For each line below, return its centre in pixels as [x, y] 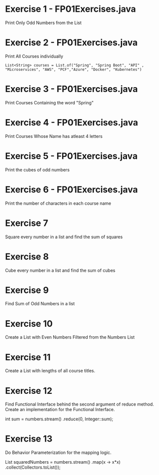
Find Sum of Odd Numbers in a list [40, 304]
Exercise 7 [27, 223]
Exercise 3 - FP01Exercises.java [71, 89]
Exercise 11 [28, 357]
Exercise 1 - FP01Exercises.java [71, 9]
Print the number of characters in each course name [58, 203]
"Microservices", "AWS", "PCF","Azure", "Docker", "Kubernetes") [73, 69]
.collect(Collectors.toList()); [33, 467]
